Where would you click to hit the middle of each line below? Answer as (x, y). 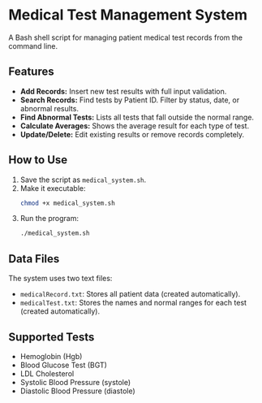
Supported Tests (52, 337)
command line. (33, 45)
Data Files (34, 259)
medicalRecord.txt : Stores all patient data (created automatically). (130, 294)
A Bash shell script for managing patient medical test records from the (126, 37)
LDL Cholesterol (47, 373)
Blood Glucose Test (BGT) (64, 365)
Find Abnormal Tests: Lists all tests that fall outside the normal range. (137, 117)
